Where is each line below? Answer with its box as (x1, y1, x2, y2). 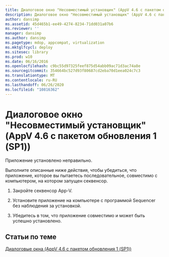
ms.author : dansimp (5, 36, 46, 41)
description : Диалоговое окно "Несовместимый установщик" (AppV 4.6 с (5, 12, 156, 17)
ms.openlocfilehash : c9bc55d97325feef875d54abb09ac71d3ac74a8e (5, 63, 141, 69)
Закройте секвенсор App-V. (12, 187, 73, 194)
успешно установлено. (12, 218, 62, 224)
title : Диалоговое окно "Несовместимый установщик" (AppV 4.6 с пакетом (5, 7, 161, 13)
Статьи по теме (5, 232, 57, 241)
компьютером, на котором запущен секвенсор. (5, 178, 108, 184)
